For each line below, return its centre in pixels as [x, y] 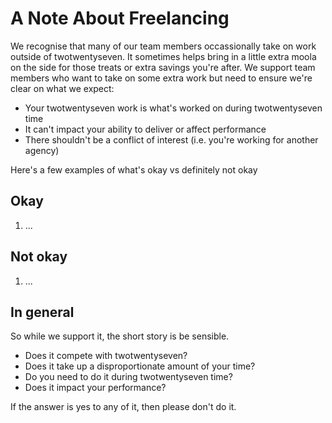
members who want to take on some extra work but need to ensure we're [161, 78]
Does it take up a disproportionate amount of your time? [140, 366]
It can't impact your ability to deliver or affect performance [145, 129]
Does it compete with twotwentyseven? [106, 356]
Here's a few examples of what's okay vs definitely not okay [134, 169]
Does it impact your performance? [95, 388]
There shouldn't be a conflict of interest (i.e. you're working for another [171, 139]
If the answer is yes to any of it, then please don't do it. [123, 407]
